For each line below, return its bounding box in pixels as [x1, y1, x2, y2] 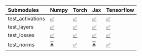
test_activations [8, 15, 46, 22]
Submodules [8, 7, 39, 13]
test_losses [8, 32, 35, 39]
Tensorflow [105, 7, 134, 13]
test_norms [8, 41, 34, 48]
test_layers [8, 23, 34, 30]
